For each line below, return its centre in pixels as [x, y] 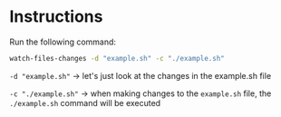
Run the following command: [63, 42]
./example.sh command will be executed [85, 102]
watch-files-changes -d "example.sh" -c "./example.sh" [117, 58]
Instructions [56, 17]
